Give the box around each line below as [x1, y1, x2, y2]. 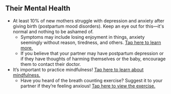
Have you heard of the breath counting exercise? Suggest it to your [20, 77, 163, 83]
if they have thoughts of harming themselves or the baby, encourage [20, 56, 166, 62]
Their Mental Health [5, 4, 71, 13]
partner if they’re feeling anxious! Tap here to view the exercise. [20, 83, 156, 89]
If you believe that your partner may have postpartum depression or [20, 50, 164, 56]
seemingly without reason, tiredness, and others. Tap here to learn [20, 39, 161, 45]
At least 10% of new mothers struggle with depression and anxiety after [12, 17, 164, 24]
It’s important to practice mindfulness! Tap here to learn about [12, 66, 144, 73]
